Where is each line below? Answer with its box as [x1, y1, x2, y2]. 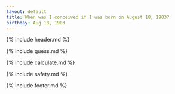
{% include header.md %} [6, 36, 70, 43]
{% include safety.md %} [6, 71, 68, 78]
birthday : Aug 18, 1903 [6, 20, 66, 26]
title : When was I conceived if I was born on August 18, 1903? [6, 14, 170, 20]
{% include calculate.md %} [6, 59, 75, 66]
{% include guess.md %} [6, 48, 67, 55]
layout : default [6, 8, 47, 15]
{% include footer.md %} [6, 82, 67, 89]
